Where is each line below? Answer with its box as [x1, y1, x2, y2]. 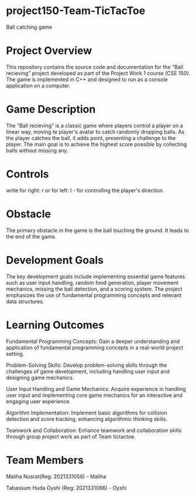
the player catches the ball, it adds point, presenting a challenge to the [6, 134, 176, 141]
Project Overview [6, 44, 92, 57]
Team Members [6, 453, 84, 467]
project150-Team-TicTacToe [6, 4, 146, 18]
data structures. [6, 298, 44, 305]
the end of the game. [6, 233, 57, 240]
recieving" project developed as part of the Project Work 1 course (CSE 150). [6, 69, 191, 77]
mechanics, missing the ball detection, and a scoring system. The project [6, 285, 183, 292]
